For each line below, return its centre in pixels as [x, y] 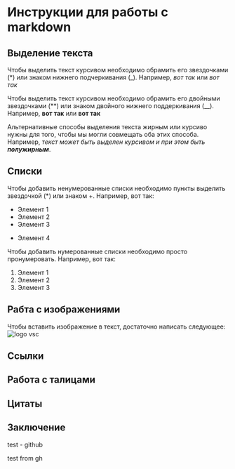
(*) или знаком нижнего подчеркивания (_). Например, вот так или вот [113, 77]
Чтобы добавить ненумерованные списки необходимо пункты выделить [116, 188]
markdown [39, 27]
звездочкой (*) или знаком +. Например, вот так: [81, 196]
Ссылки [26, 356]
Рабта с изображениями [64, 310]
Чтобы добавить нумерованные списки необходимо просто [98, 251]
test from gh [25, 458]
